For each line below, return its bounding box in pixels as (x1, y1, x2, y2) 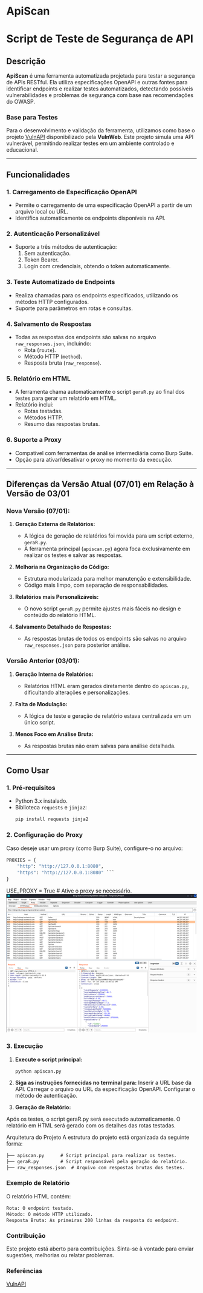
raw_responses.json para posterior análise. (24, 641, 130, 649)
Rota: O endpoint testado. (6, 1205, 74, 1211)
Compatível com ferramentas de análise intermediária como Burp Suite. (14, 449, 193, 456)
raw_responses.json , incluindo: (14, 340, 92, 347)
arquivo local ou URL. (14, 208, 68, 215)
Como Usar (6, 766, 50, 776)
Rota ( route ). (24, 346, 56, 354)
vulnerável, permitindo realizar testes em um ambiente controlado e (6, 140, 175, 147)
